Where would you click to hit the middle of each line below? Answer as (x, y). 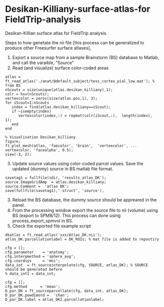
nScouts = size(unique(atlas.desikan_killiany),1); (59, 90)
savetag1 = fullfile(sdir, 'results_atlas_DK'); (56, 178)
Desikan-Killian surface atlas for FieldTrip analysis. (56, 33)
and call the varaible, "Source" (43, 62)
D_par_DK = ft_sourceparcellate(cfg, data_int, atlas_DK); (67, 291)
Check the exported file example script (52, 226)
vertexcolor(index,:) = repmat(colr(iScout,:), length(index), (85, 116)
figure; (13, 141)
